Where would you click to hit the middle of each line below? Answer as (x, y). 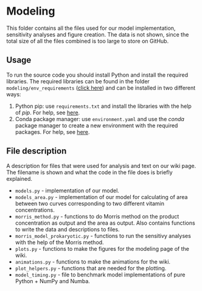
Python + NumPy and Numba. (52, 281)
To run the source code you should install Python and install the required (97, 75)
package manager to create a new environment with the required (96, 125)
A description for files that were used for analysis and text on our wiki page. (101, 166)
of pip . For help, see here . (47, 112)
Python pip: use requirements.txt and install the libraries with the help (103, 106)
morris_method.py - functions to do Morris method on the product (97, 216)
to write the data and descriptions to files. (67, 229)
